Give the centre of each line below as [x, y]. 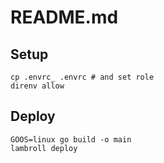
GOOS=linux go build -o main [71, 139]
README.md [64, 17]
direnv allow [37, 86]
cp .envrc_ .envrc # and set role [82, 77]
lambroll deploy [44, 148]
